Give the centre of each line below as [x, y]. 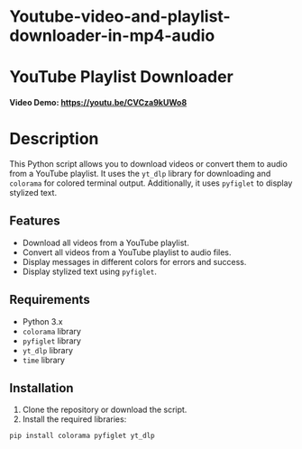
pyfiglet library [51, 341]
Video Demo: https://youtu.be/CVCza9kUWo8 [98, 102]
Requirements [50, 300]
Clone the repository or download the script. [105, 410]
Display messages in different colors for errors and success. [134, 261]
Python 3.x [42, 321]
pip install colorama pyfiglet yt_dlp [82, 436]
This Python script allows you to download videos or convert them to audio [149, 163]
